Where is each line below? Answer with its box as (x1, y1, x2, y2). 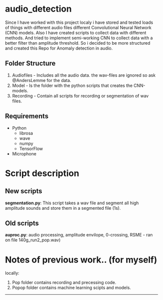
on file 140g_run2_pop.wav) (5, 237, 61, 243)
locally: (5, 270, 19, 276)
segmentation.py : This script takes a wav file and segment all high (5, 200, 139, 206)
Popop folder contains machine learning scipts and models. (12, 285, 131, 291)
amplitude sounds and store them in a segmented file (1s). (5, 205, 121, 211)
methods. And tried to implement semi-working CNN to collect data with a (5, 35, 153, 41)
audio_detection (5, 3, 72, 15)
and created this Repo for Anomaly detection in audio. (5, 45, 113, 51)
